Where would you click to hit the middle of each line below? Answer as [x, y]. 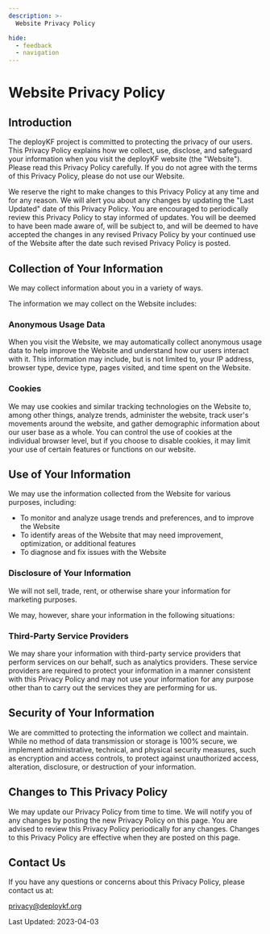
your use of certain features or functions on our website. [102, 449]
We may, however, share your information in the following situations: [122, 615]
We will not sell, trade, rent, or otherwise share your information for [120, 590]
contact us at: [31, 890]
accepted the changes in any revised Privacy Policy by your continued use [132, 235]
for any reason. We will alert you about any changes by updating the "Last [131, 200]
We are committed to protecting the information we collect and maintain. [129, 732]
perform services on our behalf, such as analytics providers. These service [133, 661]
